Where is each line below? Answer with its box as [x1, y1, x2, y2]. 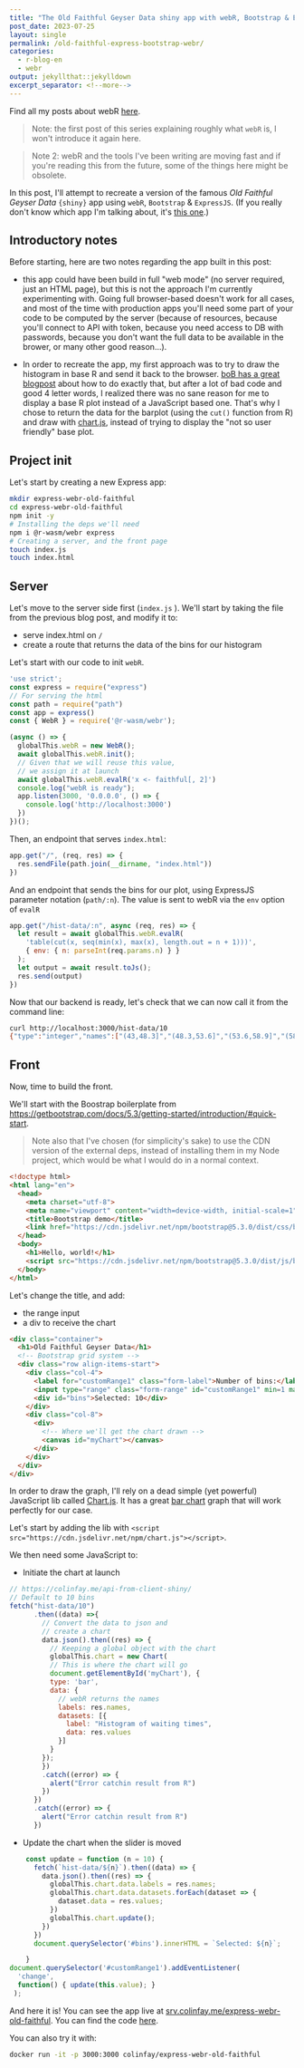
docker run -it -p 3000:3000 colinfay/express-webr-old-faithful [9, 2050, 261, 2059]
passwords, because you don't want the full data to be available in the [22, 332, 284, 343]
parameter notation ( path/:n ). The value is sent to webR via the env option [9, 894, 285, 904]
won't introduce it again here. [31, 132, 142, 143]
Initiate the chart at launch [22, 1567, 120, 1578]
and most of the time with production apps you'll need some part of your [22, 303, 294, 314]
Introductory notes [9, 233, 118, 248]
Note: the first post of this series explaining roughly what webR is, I [31, 123, 278, 134]
